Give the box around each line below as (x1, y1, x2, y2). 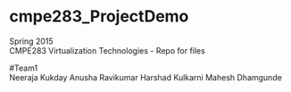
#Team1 (9, 63, 38, 73)
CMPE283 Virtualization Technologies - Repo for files (9, 45, 205, 55)
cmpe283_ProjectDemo (9, 6, 189, 27)
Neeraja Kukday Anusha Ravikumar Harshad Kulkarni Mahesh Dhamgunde (9, 71, 283, 82)
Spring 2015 (9, 36, 54, 46)
